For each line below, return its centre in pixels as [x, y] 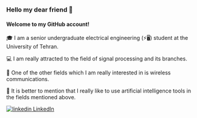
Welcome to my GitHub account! [48, 24]
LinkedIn [44, 109]
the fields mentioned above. [41, 97]
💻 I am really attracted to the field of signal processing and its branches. [97, 59]
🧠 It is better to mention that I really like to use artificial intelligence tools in [99, 91]
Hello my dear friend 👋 [40, 10]
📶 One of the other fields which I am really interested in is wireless [89, 73]
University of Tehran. [32, 47]
